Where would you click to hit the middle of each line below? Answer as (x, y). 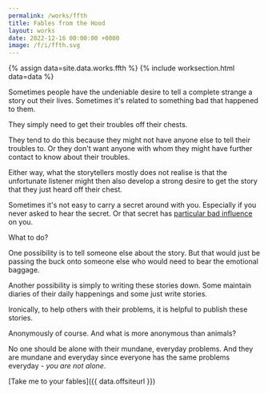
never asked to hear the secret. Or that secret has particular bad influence (130, 213)
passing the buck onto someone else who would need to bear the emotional (133, 261)
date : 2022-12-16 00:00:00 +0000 (64, 38)
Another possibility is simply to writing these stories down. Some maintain (130, 285)
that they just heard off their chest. (65, 189)
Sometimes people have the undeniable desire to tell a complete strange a (130, 92)
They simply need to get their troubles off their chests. (98, 125)
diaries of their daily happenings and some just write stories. (108, 294)
